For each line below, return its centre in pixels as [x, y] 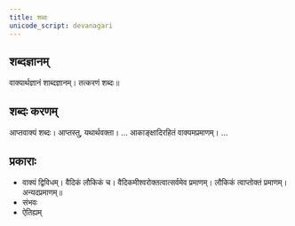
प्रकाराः [23, 161]
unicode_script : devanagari [61, 26]
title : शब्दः [28, 17]
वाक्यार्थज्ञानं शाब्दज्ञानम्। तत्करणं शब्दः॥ [64, 83]
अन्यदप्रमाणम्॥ [42, 192]
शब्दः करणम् [33, 111]
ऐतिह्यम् [32, 212]
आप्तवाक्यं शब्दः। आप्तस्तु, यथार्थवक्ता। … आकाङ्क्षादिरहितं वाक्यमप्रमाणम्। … [119, 133]
